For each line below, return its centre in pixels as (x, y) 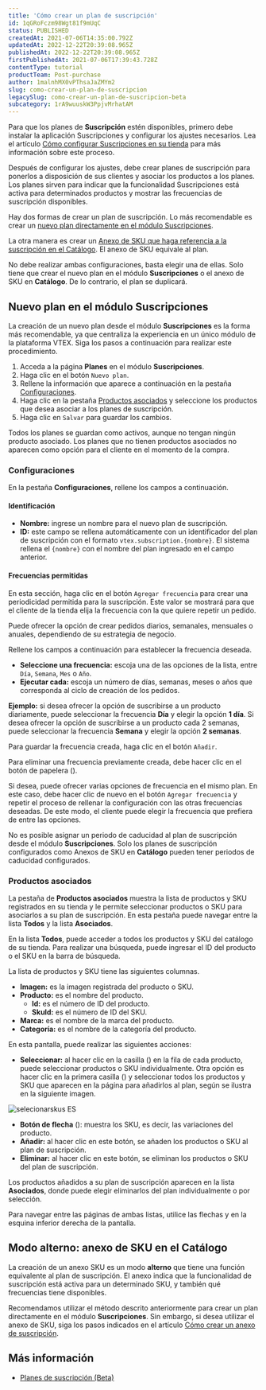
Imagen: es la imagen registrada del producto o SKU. (107, 987)
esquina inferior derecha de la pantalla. (72, 1223)
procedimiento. (33, 351)
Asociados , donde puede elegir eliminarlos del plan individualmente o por (129, 1190)
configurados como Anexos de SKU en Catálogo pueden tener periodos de (131, 851)
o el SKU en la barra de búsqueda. (64, 956)
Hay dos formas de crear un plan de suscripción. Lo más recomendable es (130, 217)
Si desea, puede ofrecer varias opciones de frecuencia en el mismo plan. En (133, 785)
